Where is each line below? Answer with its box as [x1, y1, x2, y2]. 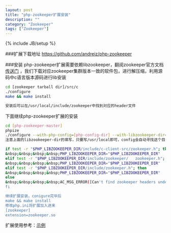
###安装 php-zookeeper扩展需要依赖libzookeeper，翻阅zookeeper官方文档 [5, 62, 164, 68]
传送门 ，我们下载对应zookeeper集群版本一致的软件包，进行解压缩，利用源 [5, 68, 163, 74]
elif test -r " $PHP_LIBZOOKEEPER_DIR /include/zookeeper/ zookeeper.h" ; [5, 156, 165, 161]
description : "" [5, 17, 40, 22]
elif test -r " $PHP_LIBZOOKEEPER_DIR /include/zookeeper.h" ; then [5, 165, 147, 170]
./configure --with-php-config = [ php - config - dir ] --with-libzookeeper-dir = [5, 133, 167, 138]
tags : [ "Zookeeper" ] [5, 26, 49, 32]
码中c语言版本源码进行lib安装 [5, 74, 67, 80]
